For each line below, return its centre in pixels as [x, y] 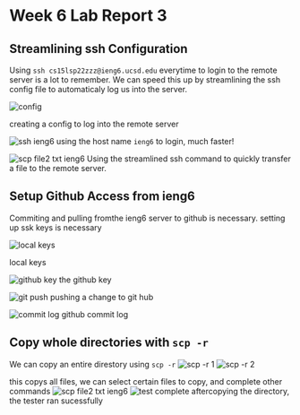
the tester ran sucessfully [56, 401]
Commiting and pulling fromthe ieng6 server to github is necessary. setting [147, 218]
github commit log [94, 314]
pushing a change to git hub [102, 297]
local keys [28, 262]
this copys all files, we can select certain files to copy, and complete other [146, 381]
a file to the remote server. [58, 168]
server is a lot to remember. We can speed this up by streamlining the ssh [145, 80]
